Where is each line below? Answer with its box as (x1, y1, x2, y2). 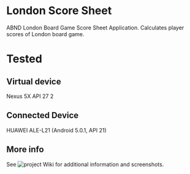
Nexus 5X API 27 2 (6, 93, 54, 100)
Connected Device (6, 110, 79, 121)
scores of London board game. (6, 30, 85, 37)
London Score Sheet (6, 4, 112, 18)
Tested (6, 52, 43, 66)
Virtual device (6, 76, 61, 86)
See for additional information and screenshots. (6, 161, 164, 168)
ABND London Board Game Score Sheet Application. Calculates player (6, 24, 184, 31)
